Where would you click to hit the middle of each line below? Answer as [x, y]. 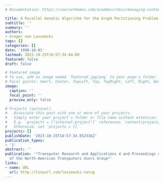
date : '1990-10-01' [25, 50]
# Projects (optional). [29, 109]
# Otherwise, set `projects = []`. [43, 127]
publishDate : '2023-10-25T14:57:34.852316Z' [51, 136]
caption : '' [22, 91]
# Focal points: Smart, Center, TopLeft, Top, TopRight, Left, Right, [78, 82]
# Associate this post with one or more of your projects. [69, 113]
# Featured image [23, 73]
